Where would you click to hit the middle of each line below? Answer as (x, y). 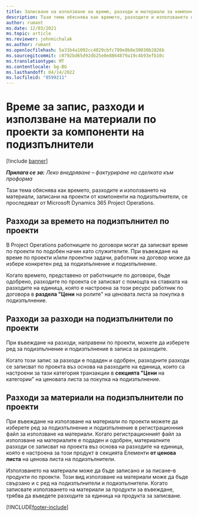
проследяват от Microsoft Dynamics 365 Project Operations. (80, 203)
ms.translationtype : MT (35, 61)
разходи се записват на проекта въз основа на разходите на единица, (95, 446)
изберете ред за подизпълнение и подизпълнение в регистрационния (95, 427)
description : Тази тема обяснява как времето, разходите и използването (97, 17)
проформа (19, 179)
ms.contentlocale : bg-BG (37, 67)
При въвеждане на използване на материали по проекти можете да (92, 421)
